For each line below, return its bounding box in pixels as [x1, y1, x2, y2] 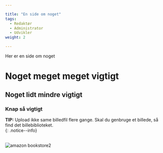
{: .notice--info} [5, 127, 37, 133]
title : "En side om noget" [5, 11, 61, 16]
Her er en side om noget [5, 53, 55, 59]
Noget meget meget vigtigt [5, 70, 119, 82]
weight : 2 [5, 35, 26, 40]
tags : [5, 16, 16, 21]
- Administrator [9, 25, 43, 30]
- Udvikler [9, 30, 32, 35]
